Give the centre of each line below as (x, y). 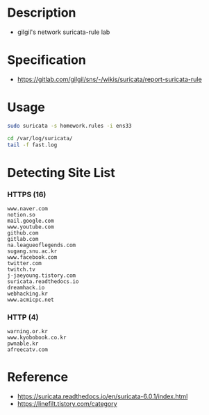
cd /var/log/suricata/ (40, 138)
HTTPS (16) (27, 194)
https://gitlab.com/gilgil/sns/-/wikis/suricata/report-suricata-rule (110, 79)
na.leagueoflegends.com (42, 245)
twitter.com (24, 263)
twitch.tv (22, 269)
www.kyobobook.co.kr (37, 338)
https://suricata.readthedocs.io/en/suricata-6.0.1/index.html (102, 396)
